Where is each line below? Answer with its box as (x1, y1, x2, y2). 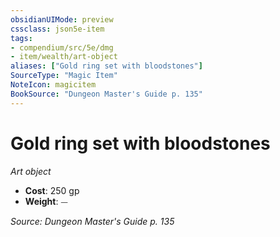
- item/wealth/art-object (10, 52, 118, 62)
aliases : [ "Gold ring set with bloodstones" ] (10, 61, 203, 71)
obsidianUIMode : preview (10, 14, 114, 25)
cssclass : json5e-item (10, 24, 105, 34)
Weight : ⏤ (24, 195, 68, 207)
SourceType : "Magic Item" (10, 71, 118, 81)
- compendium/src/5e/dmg (10, 42, 114, 53)
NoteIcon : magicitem (10, 80, 97, 90)
